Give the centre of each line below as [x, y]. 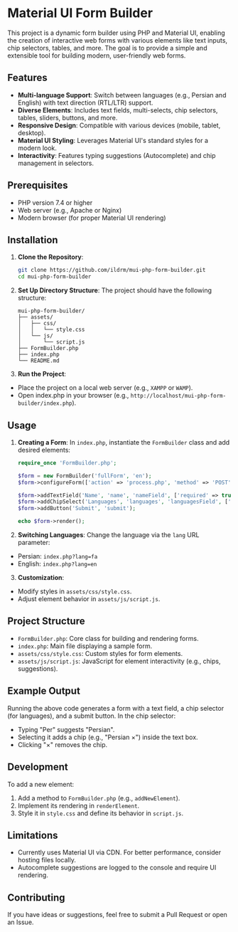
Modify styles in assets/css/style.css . [75, 591]
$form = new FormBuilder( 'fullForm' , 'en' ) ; [85, 476]
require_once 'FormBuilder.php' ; [67, 463]
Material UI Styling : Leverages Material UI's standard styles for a [113, 140]
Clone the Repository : [50, 257]
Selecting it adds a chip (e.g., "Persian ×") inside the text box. [108, 737]
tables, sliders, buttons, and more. [67, 117]
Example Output [44, 691]
